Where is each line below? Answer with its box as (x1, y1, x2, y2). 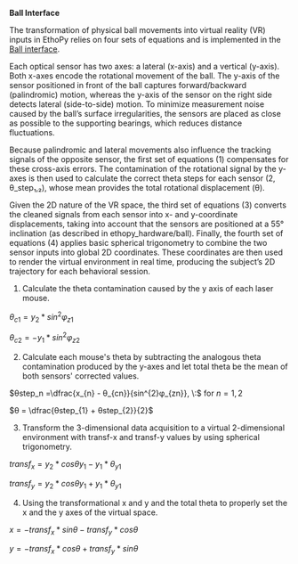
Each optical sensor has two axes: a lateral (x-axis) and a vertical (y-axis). (9, 61, 280, 71)
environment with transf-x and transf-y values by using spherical (21, 431, 261, 442)
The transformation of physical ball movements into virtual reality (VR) (9, 25, 266, 35)
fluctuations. (9, 127, 55, 137)
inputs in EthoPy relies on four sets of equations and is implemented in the (9, 35, 282, 45)
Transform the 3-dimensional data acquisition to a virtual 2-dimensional (21, 422, 286, 433)
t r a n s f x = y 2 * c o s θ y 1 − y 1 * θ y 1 (9, 458, 122, 471)
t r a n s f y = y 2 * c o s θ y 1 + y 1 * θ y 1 (9, 478, 122, 491)
